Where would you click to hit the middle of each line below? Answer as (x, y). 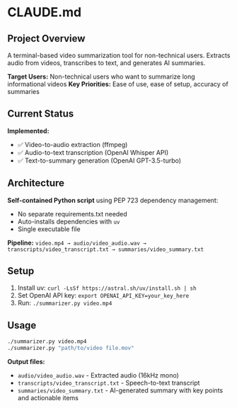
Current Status (41, 114)
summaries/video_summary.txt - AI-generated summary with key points (120, 390)
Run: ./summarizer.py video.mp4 (65, 303)
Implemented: (28, 131)
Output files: (26, 362)
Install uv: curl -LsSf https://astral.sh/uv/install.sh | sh (107, 288)
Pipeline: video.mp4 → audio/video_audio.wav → (77, 243)
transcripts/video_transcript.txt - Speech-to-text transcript (109, 383)
